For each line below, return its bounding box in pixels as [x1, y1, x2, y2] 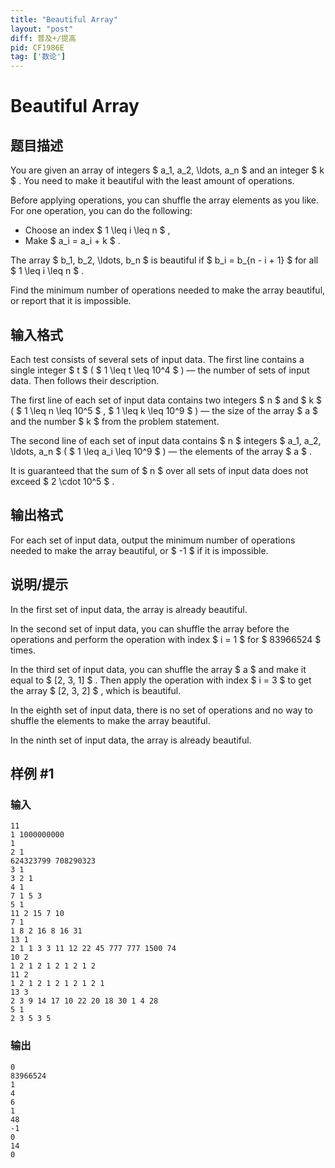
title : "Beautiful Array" [10, 14, 118, 25]
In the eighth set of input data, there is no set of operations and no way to [10, 704, 313, 716]
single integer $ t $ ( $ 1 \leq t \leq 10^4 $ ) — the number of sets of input [10, 364, 310, 376]
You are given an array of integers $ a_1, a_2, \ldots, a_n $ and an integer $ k [10, 164, 325, 176]
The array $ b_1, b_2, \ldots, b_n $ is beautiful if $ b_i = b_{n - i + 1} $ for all [10, 254, 319, 266]
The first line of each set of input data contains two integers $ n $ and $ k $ [10, 394, 323, 406]
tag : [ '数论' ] [10, 52, 67, 62]
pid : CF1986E [10, 42, 65, 53]
